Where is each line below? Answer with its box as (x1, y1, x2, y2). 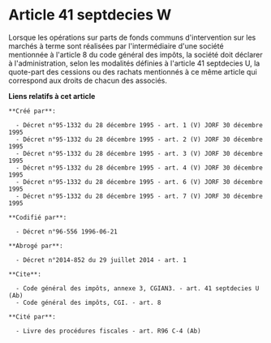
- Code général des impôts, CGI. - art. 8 (15, 298, 161, 307)
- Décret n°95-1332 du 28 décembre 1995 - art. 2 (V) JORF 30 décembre (15, 135, 264, 144)
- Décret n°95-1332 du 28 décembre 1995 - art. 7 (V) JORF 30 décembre (15, 192, 264, 200)
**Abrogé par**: (8, 242, 63, 250)
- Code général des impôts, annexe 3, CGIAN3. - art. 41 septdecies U (15, 284, 260, 293)
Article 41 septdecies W (8, 6, 172, 24)
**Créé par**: (8, 107, 57, 115)
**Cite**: (8, 270, 42, 278)
